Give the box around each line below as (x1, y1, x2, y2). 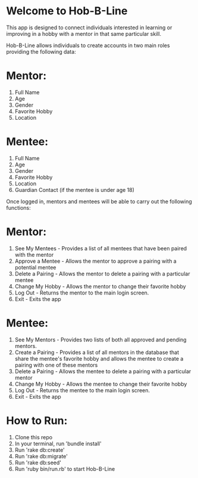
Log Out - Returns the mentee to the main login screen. (14, 386, 150, 394)
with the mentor (14, 251, 54, 258)
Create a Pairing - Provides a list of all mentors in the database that (14, 349, 180, 356)
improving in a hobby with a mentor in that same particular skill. (6, 30, 162, 37)
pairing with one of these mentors (14, 361, 98, 368)
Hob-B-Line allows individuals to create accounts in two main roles (6, 42, 171, 49)
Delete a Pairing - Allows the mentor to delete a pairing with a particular (14, 270, 190, 277)
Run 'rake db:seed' (14, 459, 61, 466)
